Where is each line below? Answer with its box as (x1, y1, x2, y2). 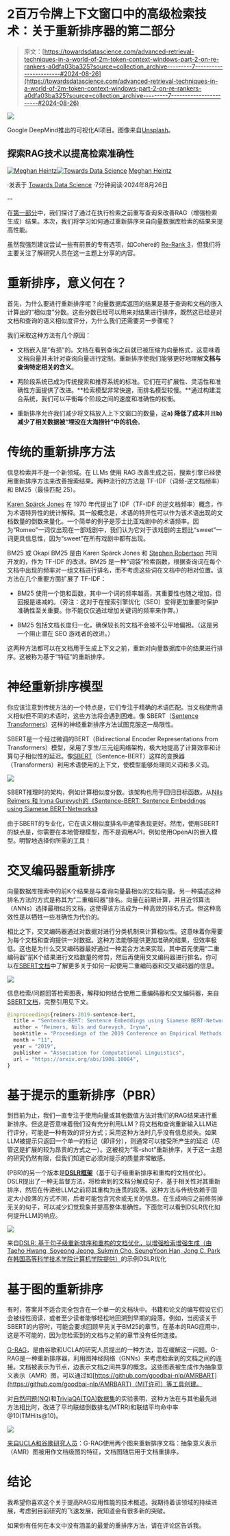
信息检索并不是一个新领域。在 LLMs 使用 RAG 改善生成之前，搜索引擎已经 (7, 468, 216, 477)
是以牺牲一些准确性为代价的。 (18, 913, 103, 921)
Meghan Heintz (128, 166, 172, 175)
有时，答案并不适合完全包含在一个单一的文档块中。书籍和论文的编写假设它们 (7, 1306, 223, 1314)
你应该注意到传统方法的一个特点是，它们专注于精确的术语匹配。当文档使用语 (7, 703, 223, 711)
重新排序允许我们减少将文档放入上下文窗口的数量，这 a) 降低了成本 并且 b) (16, 409, 222, 417)
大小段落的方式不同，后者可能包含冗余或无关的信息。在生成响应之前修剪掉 (12, 1195, 223, 1203)
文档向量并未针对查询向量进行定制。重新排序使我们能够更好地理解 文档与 (16, 354, 221, 362)
